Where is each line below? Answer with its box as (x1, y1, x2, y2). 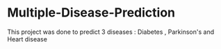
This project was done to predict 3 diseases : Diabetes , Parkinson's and (7, 28, 214, 36)
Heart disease (7, 35, 47, 43)
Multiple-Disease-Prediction (7, 5, 176, 21)
